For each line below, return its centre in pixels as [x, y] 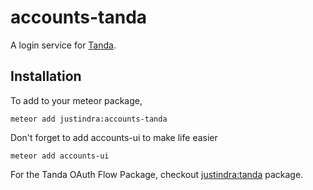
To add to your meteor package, [76, 100]
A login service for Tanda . [63, 45]
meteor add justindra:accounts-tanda [89, 119]
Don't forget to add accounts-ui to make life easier [114, 137]
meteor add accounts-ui [60, 156]
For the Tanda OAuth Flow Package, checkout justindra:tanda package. [157, 174]
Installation [46, 76]
